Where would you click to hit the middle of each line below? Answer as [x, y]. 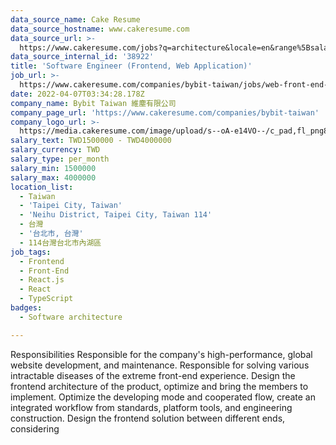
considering [35, 428]
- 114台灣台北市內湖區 [60, 242]
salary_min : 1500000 [53, 168]
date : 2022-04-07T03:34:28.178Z [77, 94]
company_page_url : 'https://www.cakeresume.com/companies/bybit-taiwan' [165, 112]
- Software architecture [71, 317]
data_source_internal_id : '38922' [82, 57]
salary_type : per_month [60, 159]
